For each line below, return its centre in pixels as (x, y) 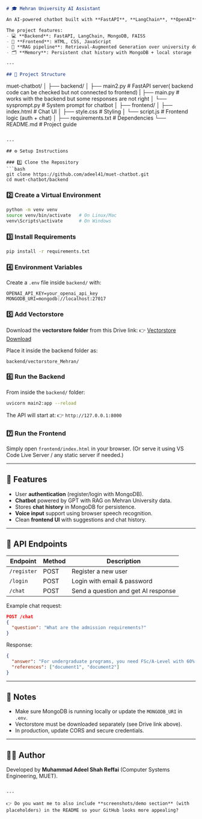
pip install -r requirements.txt (48, 252)
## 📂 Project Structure (36, 75)
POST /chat (20, 616)
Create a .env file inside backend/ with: (54, 283)
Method (54, 561)
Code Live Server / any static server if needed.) (65, 455)
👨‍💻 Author (26, 755)
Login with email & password (112, 581)
